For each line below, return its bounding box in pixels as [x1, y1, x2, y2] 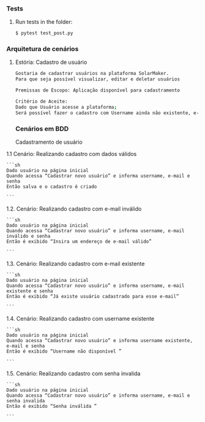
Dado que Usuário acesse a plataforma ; [15, 104, 117, 110]
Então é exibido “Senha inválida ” [6, 404, 97, 410]
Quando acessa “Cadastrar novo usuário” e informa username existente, [6, 338, 193, 344]
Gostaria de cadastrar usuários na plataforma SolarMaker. [15, 71, 170, 77]
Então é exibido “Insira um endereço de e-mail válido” [6, 238, 152, 245]
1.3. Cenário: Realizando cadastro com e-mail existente [6, 260, 145, 268]
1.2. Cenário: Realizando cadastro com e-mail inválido [6, 205, 142, 213]
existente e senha [6, 288, 53, 294]
